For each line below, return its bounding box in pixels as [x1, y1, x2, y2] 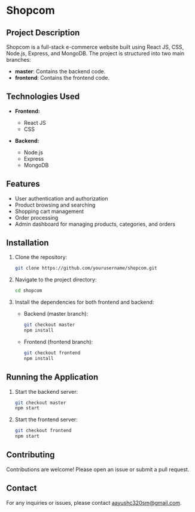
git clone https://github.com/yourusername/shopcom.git [14, 265, 157, 271]
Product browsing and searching [14, 201, 96, 208]
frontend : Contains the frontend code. [14, 74, 109, 81]
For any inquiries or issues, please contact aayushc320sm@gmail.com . [6, 499, 182, 506]
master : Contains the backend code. [14, 68, 106, 75]
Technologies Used [6, 91, 80, 102]
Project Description [6, 28, 80, 38]
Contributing [6, 450, 55, 460]
